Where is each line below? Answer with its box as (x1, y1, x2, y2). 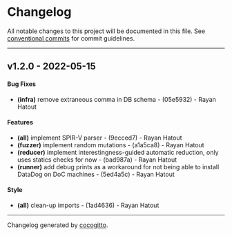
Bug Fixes (7, 80, 37, 88)
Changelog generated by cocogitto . (7, 221, 108, 229)
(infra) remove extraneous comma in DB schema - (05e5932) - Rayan (17, 95, 216, 103)
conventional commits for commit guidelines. (7, 34, 135, 42)
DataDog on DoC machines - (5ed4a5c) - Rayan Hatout (17, 170, 175, 178)
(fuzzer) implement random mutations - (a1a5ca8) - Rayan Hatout (17, 140, 205, 149)
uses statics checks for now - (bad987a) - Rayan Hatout (17, 155, 177, 164)
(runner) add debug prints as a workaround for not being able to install (17, 162, 220, 171)
